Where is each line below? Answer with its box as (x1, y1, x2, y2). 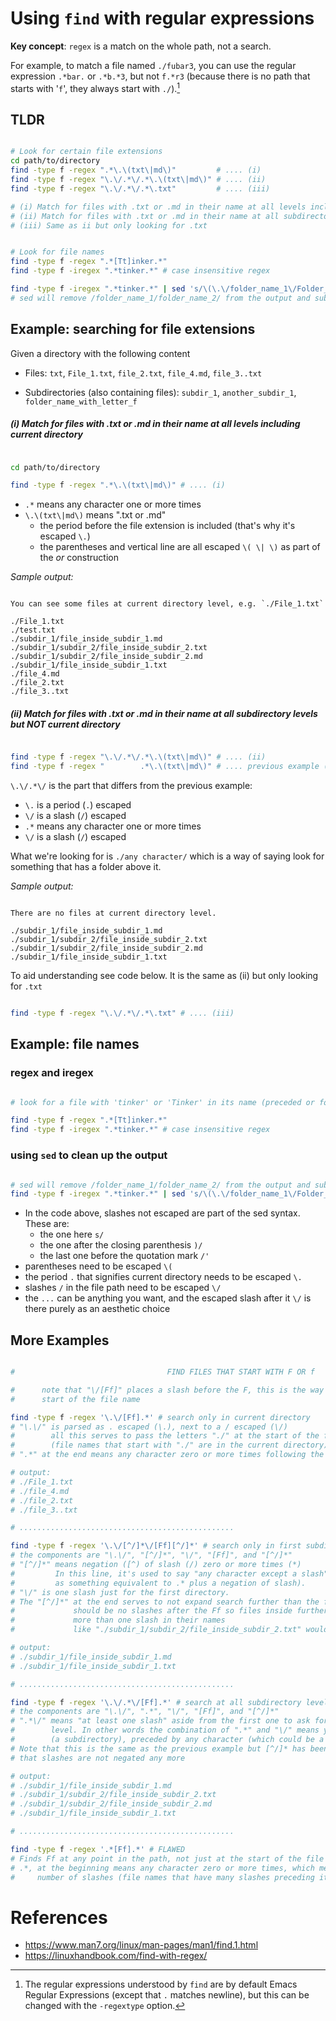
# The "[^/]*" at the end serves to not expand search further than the (10, 1597, 320, 1607)
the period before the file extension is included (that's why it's (39, 520, 296, 532)
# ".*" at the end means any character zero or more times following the (10, 1450, 325, 1460)
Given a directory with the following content (10, 347, 191, 359)
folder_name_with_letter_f (24, 397, 138, 407)
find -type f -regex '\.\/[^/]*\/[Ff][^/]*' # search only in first (10, 1541, 302, 1551)
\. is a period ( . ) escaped (24, 799, 132, 811)
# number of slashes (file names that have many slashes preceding (10, 1872, 315, 1882)
